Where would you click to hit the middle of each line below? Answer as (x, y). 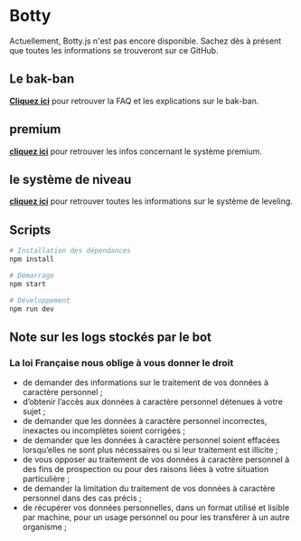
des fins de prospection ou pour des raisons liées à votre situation (146, 469)
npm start (28, 284)
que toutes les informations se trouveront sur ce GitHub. (114, 50)
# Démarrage (32, 275)
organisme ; (45, 527)
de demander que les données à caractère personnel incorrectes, (145, 421)
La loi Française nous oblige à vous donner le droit (122, 362)
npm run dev (32, 309)
